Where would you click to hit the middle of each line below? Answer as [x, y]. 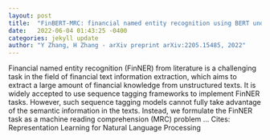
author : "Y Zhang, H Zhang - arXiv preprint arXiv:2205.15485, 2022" [127, 46]
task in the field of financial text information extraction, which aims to [123, 77]
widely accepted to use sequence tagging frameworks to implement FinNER [134, 94]
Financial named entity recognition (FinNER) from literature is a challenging [133, 68]
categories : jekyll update [53, 38]
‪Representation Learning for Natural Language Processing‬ [104, 128]
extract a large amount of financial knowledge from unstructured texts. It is [132, 86]
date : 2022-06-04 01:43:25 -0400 [68, 30]
